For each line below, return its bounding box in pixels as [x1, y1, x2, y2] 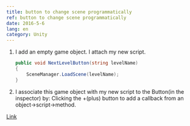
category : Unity [6, 32, 47, 38]
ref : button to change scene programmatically [6, 15, 127, 21]
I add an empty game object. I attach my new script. [15, 48, 146, 55]
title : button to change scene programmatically [6, 9, 132, 15]
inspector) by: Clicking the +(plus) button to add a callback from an [15, 94, 184, 102]
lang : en [6, 26, 29, 32]
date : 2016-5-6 [6, 20, 45, 26]
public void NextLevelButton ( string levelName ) [15, 60, 139, 66]
